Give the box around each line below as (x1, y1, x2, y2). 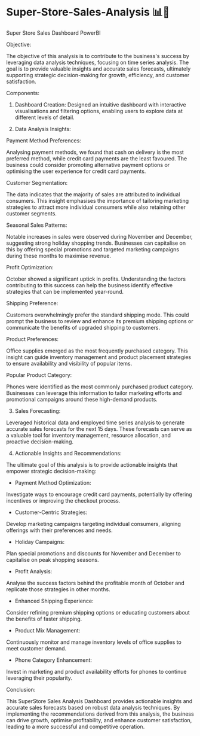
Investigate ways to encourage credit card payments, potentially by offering (6, 491, 192, 498)
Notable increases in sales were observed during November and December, (6, 233, 193, 240)
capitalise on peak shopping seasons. (6, 556, 100, 563)
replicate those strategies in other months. (6, 585, 110, 593)
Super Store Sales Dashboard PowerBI (6, 29, 101, 37)
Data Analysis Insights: (14, 125, 71, 132)
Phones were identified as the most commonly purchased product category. (6, 383, 193, 390)
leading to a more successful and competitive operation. (6, 723, 145, 730)
